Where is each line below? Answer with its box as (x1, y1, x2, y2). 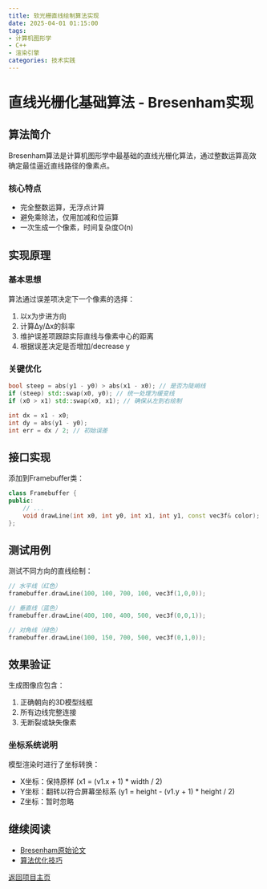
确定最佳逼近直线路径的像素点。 (8, 160, 114, 170)
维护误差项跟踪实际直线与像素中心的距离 (19, 331, 154, 341)
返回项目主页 (8, 872, 51, 882)
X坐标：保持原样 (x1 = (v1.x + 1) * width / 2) (19, 776, 163, 786)
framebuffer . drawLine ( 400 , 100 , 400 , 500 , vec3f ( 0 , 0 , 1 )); (8, 611, 206, 620)
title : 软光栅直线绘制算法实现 (8, 11, 99, 20)
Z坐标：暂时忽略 (19, 796, 75, 806)
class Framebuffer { (8, 489, 78, 497)
